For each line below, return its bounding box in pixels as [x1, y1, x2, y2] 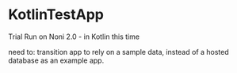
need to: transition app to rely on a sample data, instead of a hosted [8, 47, 230, 56]
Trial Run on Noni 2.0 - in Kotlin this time [8, 32, 140, 41]
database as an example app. [8, 56, 105, 65]
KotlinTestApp [8, 6, 105, 24]
